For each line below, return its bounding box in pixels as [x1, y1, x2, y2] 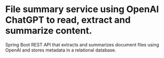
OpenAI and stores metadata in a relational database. [5, 47, 117, 53]
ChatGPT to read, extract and [5, 14, 131, 26]
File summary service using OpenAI [5, 4, 159, 15]
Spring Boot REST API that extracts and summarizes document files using [5, 41, 159, 47]
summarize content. [5, 25, 92, 36]
